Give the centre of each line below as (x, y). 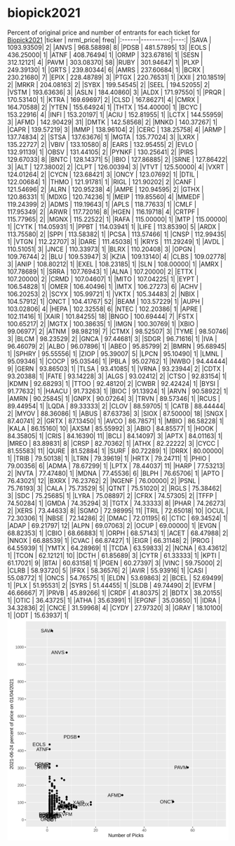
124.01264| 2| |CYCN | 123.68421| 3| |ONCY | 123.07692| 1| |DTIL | (103, 174)
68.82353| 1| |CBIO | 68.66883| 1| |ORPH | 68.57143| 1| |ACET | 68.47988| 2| (118, 533)
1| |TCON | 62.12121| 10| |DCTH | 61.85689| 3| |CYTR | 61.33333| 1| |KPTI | (114, 555)
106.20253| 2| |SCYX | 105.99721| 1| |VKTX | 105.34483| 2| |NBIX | (103, 294)
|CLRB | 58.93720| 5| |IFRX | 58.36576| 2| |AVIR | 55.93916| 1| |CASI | (107, 570)
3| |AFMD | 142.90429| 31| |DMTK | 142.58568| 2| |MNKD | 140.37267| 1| (112, 122)
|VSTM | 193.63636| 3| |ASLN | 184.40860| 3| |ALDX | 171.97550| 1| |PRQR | (116, 92)
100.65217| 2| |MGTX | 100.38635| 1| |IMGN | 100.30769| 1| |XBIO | (103, 323)
